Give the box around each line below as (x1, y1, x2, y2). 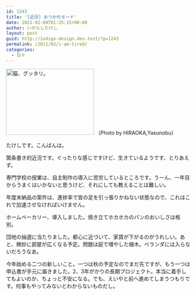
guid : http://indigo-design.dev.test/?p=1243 (6, 36, 119, 42)
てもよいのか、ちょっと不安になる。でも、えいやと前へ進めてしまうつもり (6, 275, 185, 282)
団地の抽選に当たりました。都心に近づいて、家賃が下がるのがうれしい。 (6, 233, 180, 240)
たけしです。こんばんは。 (6, 141, 67, 148)
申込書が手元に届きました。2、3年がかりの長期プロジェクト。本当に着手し (6, 267, 187, 274)
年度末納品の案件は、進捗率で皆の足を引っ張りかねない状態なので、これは (6, 194, 185, 201)
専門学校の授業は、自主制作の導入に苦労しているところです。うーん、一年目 (6, 174, 190, 181)
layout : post (6, 30, 38, 36)
